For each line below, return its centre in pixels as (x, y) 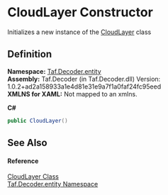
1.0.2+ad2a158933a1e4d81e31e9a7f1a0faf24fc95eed (84, 87)
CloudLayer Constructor (80, 12)
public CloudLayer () (38, 121)
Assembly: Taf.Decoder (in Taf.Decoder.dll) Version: (84, 79)
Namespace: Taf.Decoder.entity (54, 71)
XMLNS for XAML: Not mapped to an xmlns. (72, 94)
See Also (27, 143)
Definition (29, 54)
